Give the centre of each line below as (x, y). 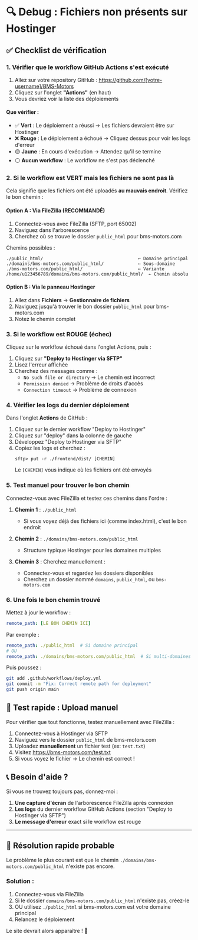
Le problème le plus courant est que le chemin (62, 860)
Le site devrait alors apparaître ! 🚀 (47, 931)
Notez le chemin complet (45, 319)
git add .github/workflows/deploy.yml (54, 679)
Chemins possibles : (31, 248)
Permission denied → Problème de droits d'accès (83, 384)
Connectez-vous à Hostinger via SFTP (61, 733)
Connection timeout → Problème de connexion (80, 390)
